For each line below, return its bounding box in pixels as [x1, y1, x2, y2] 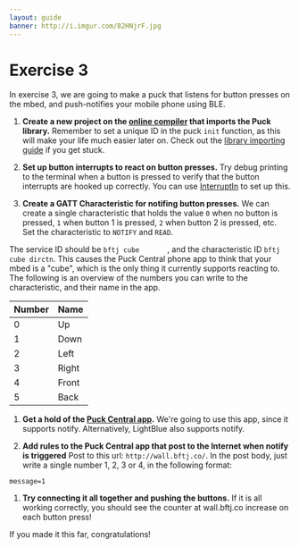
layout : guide [9, 13, 62, 22]
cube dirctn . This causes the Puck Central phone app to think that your [9, 254, 272, 265]
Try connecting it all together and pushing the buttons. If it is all [21, 493, 262, 503]
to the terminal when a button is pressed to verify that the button [21, 172, 261, 182]
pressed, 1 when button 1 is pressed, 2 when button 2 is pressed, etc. [21, 217, 278, 228]
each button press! [21, 511, 92, 523]
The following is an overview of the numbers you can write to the [9, 273, 248, 283]
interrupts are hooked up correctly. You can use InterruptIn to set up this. [21, 181, 291, 192]
